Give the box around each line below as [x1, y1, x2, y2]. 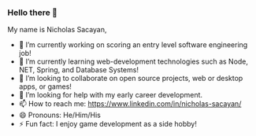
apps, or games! [18, 82, 72, 91]
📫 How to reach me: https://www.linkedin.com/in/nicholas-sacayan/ [18, 99, 242, 108]
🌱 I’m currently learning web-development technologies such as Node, [18, 57, 249, 66]
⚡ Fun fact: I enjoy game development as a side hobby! [18, 119, 198, 129]
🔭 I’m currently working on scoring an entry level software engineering [18, 40, 248, 50]
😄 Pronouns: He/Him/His [18, 110, 102, 120]
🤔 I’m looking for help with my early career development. [18, 90, 202, 100]
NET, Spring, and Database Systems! [18, 65, 139, 75]
